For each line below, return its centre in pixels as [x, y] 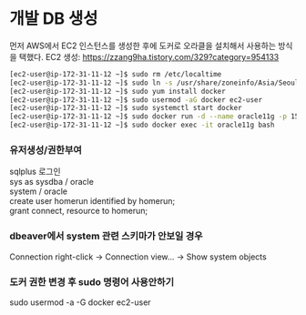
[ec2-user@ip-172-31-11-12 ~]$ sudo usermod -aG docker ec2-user [136, 100]
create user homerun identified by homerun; [92, 201]
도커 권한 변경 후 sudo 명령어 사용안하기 [92, 281]
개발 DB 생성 [54, 19]
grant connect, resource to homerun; [79, 211]
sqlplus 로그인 [35, 172]
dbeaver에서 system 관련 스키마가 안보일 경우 [106, 236]
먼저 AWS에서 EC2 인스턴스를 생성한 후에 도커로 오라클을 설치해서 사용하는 [143, 46]
